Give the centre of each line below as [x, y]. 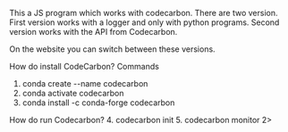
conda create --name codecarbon [85, 83]
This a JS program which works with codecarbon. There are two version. [144, 13]
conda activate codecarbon [73, 93]
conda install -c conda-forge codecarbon [98, 103]
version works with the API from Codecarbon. [93, 32]
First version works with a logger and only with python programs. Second [144, 22]
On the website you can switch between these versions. [113, 49]
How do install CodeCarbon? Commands [84, 66]
